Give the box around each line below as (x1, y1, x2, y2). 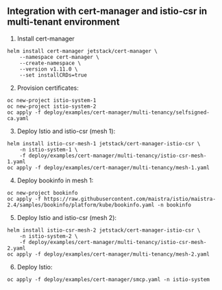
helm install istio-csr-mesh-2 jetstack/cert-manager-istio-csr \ (7, 226, 201, 234)
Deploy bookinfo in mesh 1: (16, 176, 94, 184)
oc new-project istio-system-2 (7, 103, 97, 110)
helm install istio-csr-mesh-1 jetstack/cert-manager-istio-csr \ (7, 140, 201, 147)
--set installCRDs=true (19, 71, 88, 78)
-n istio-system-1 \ (19, 146, 78, 153)
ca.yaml (7, 114, 29, 122)
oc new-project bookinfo (7, 189, 78, 196)
